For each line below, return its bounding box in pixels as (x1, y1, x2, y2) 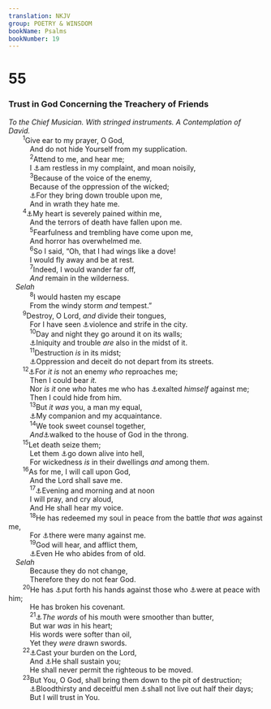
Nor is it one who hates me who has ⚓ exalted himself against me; (29, 384, 250, 394)
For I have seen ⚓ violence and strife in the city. (29, 319, 188, 329)
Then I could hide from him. (29, 392, 123, 402)
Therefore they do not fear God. (29, 575, 136, 585)
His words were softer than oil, (29, 629, 132, 639)
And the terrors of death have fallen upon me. (29, 217, 183, 228)
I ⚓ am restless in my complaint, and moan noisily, (29, 163, 196, 173)
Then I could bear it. (29, 375, 97, 385)
